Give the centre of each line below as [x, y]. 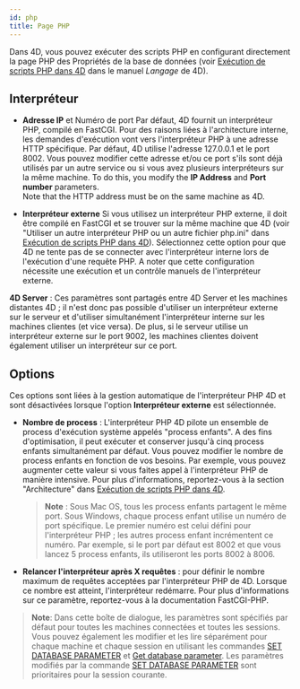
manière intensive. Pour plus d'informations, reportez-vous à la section [153, 480]
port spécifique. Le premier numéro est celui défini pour [148, 526]
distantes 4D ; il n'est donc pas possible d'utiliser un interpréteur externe [144, 308]
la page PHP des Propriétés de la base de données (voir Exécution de [137, 61]
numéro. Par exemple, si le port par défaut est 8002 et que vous [163, 545]
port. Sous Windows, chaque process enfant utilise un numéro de [165, 516]
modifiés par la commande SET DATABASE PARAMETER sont [144, 666]
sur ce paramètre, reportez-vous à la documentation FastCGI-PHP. [145, 600]
